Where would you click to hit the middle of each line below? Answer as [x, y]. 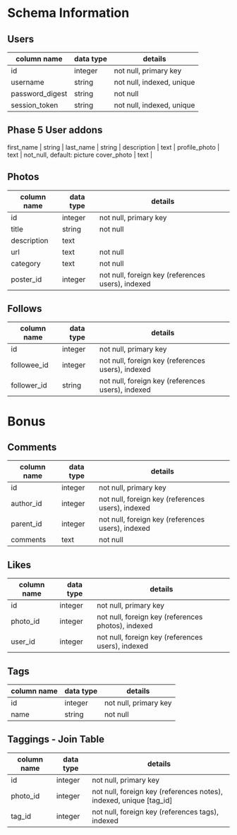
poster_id [26, 279]
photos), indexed [125, 626]
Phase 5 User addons [55, 130]
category [26, 263]
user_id [23, 642]
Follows [25, 309]
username [28, 82]
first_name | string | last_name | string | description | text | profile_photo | [114, 147]
